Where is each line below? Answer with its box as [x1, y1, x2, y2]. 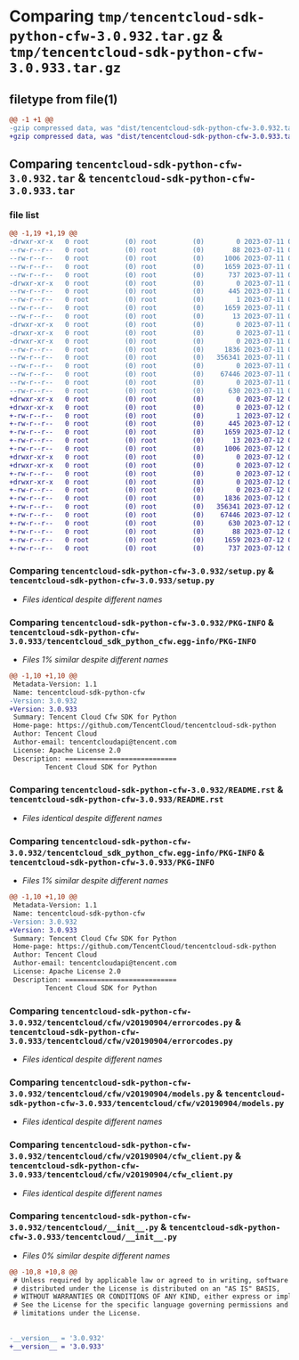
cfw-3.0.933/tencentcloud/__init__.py [9, 1232, 178, 1242]
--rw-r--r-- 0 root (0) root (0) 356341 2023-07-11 [9, 354, 285, 362]
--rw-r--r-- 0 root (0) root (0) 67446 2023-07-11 [9, 370, 285, 379]
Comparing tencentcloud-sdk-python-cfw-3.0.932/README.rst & [9, 784, 284, 796]
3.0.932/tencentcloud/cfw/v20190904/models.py [9, 1088, 215, 1099]
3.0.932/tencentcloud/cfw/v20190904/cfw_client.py [9, 1152, 233, 1161]
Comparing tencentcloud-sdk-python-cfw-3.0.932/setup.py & [9, 565, 274, 577]
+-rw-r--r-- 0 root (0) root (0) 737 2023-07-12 [9, 543, 285, 553]
